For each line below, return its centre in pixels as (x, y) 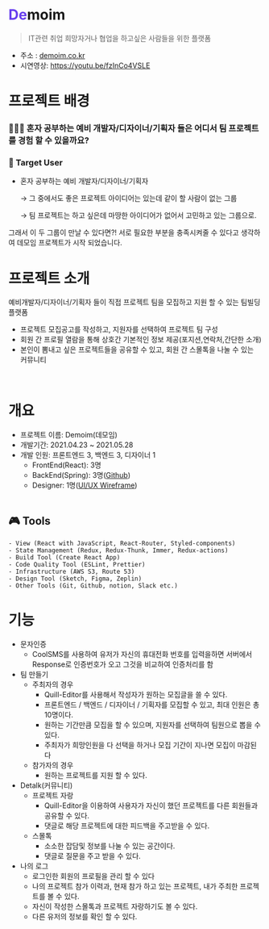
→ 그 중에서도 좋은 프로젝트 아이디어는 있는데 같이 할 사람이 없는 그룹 (128, 199)
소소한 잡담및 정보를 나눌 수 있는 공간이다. (110, 846)
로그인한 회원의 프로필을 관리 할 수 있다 (93, 876)
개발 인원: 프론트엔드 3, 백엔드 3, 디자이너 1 (87, 455)
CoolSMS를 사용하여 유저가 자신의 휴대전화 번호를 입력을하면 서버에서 (142, 654)
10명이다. (59, 714)
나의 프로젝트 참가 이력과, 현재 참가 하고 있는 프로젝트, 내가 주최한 (135, 886)
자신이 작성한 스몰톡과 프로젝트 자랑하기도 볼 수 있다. (115, 906)
